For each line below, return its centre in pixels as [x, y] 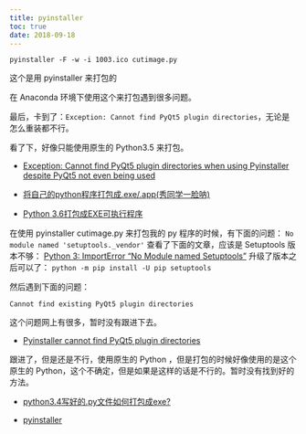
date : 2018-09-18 [42, 35]
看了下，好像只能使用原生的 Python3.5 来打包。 [99, 148]
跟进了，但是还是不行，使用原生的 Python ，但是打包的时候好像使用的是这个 [153, 360]
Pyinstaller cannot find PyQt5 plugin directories [111, 341]
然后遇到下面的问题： [49, 287]
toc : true [28, 26]
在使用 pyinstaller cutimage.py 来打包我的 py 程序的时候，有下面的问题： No [152, 233]
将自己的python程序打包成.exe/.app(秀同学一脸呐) [116, 195]
